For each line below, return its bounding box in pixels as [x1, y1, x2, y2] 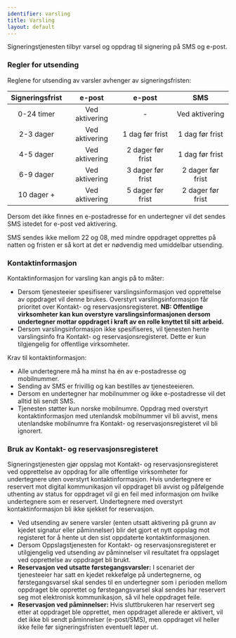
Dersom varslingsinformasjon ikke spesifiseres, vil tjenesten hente [17, 324, 209, 333]
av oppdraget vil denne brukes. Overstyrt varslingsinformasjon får [17, 295, 209, 303]
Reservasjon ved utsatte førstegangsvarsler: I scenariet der [17, 563, 195, 572]
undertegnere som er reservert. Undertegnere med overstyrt [7, 498, 183, 506]
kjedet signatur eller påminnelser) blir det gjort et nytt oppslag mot [17, 526, 210, 534]
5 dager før [126, 185, 164, 195]
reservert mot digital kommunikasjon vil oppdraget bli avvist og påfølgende [7, 482, 224, 491]
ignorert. [17, 426, 43, 435]
